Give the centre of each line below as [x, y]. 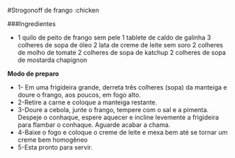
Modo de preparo [33, 74]
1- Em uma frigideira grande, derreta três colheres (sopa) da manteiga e [122, 87]
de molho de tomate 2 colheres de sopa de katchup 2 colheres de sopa [122, 53]
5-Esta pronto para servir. [55, 147]
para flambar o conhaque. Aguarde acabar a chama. [94, 125]
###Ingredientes [31, 24]
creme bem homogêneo [53, 140]
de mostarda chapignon [52, 60]
